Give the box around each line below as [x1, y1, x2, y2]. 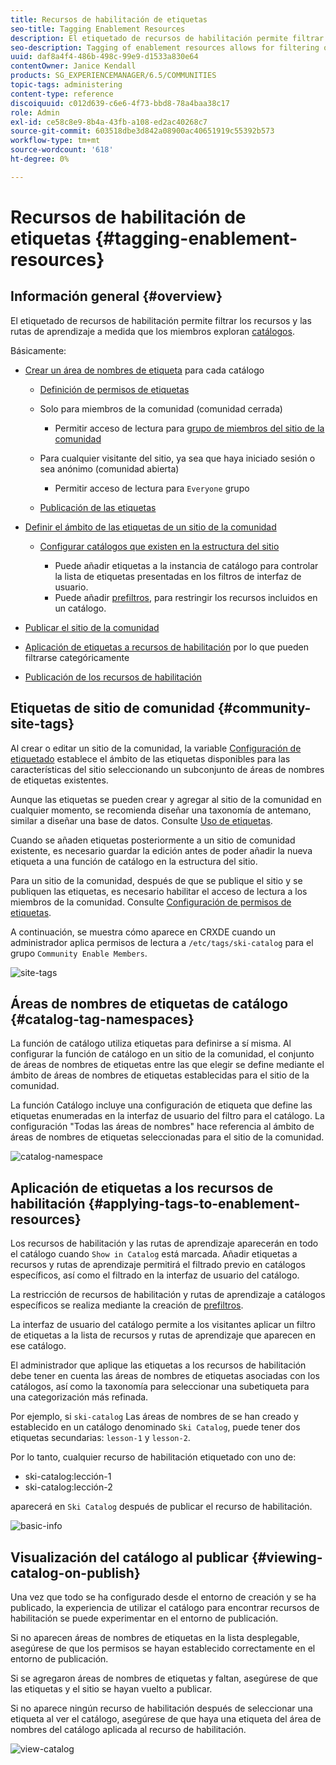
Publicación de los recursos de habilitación [24, 671, 203, 683]
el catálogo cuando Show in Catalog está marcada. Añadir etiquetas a [10, 1248, 298, 1260]
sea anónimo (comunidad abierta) [39, 462, 180, 475]
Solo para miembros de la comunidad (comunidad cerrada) [39, 402, 283, 415]
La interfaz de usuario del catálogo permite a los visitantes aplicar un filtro [10, 1319, 317, 1331]
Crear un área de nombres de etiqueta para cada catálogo [24, 364, 265, 376]
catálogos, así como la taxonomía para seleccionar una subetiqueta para [10, 1381, 310, 1393]
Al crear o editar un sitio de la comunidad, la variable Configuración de [10, 742, 302, 754]
